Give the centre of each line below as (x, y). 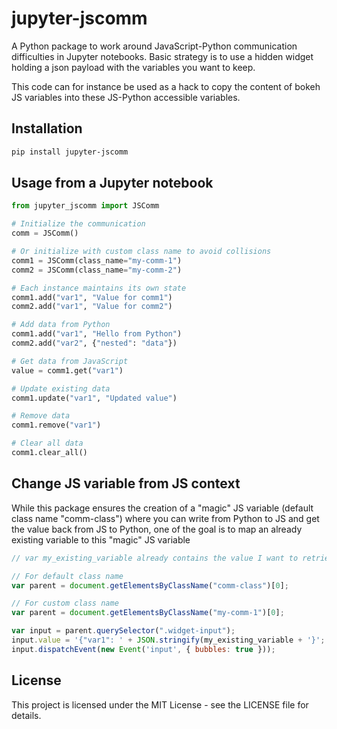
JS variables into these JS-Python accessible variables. (126, 97)
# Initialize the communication (78, 224)
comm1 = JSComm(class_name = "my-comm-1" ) (97, 260)
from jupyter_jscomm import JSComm (85, 206)
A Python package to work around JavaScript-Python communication (154, 46)
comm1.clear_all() (49, 453)
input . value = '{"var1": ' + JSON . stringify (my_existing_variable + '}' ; (168, 640)
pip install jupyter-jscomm (70, 152)
